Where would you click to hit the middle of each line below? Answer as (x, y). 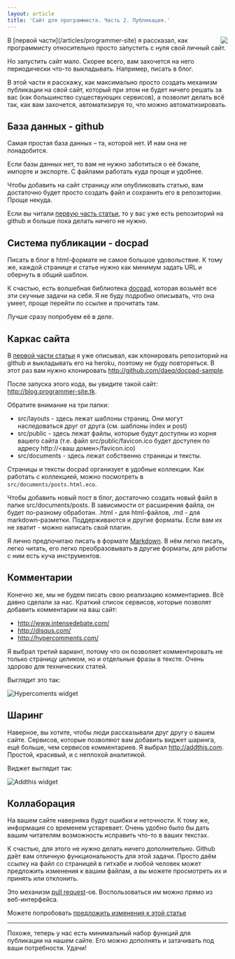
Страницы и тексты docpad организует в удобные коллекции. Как (106, 469)
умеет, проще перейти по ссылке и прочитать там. (83, 303)
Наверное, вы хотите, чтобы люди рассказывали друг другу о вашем (111, 732)
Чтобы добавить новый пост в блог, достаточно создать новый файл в (113, 497)
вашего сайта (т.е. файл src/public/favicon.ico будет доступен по (113, 441)
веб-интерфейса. (33, 900)
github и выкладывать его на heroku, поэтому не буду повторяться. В (111, 363)
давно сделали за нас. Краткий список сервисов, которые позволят (109, 602)
